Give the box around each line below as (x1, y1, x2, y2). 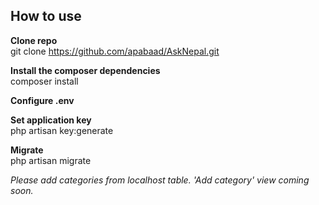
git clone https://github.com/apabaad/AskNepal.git (10, 45, 220, 57)
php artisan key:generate (10, 124, 114, 136)
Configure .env (10, 94, 75, 106)
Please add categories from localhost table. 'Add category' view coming (10, 174, 310, 186)
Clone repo (10, 34, 58, 46)
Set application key (10, 114, 92, 126)
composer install (10, 75, 79, 87)
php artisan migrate (10, 154, 92, 166)
